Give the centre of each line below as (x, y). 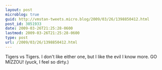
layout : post (19, 10)
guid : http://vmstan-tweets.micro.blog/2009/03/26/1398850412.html (77, 19)
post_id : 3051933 (23, 24)
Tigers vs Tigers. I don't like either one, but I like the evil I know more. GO (81, 56)
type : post (17, 38)
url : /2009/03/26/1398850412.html (42, 42)
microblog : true (22, 14)
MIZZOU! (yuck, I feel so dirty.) (37, 62)
